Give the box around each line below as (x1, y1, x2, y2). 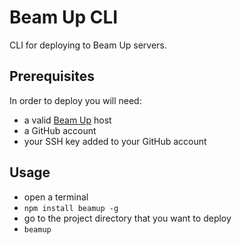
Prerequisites (9, 68, 95, 85)
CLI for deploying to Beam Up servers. (9, 39, 167, 51)
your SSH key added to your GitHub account (23, 135, 207, 147)
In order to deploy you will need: (9, 94, 142, 106)
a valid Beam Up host (23, 114, 112, 126)
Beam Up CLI (9, 6, 119, 29)
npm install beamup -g (23, 203, 119, 213)
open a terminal (23, 191, 89, 203)
